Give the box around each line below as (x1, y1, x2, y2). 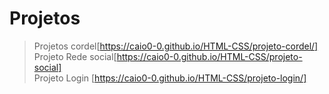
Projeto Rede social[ (33, 50, 117, 62)
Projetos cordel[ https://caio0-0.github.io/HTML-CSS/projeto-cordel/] (33, 40, 319, 52)
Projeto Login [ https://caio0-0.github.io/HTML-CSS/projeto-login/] (33, 72, 307, 84)
